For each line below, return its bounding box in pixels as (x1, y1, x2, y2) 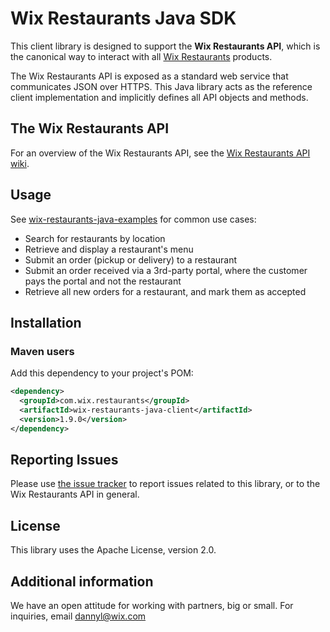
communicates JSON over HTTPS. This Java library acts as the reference (10, 80, 313, 92)
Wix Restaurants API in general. (10, 488, 140, 501)
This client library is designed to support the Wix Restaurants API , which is (10, 40, 321, 52)
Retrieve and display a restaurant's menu (24, 243, 194, 255)
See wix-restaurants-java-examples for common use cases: (10, 213, 257, 225)
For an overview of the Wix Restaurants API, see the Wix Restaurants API (10, 147, 311, 159)
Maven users (10, 344, 75, 358)
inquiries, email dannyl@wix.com (10, 610, 147, 622)
